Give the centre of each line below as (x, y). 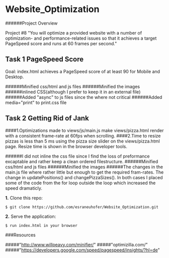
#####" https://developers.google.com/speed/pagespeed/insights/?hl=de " (82, 250)
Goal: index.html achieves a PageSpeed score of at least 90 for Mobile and (82, 71)
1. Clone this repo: (24, 198)
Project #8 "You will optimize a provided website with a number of (74, 33)
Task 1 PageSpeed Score (45, 59)
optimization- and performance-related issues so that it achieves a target (81, 38)
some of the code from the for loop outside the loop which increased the (80, 183)
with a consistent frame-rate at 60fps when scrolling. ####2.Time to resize (83, 136)
